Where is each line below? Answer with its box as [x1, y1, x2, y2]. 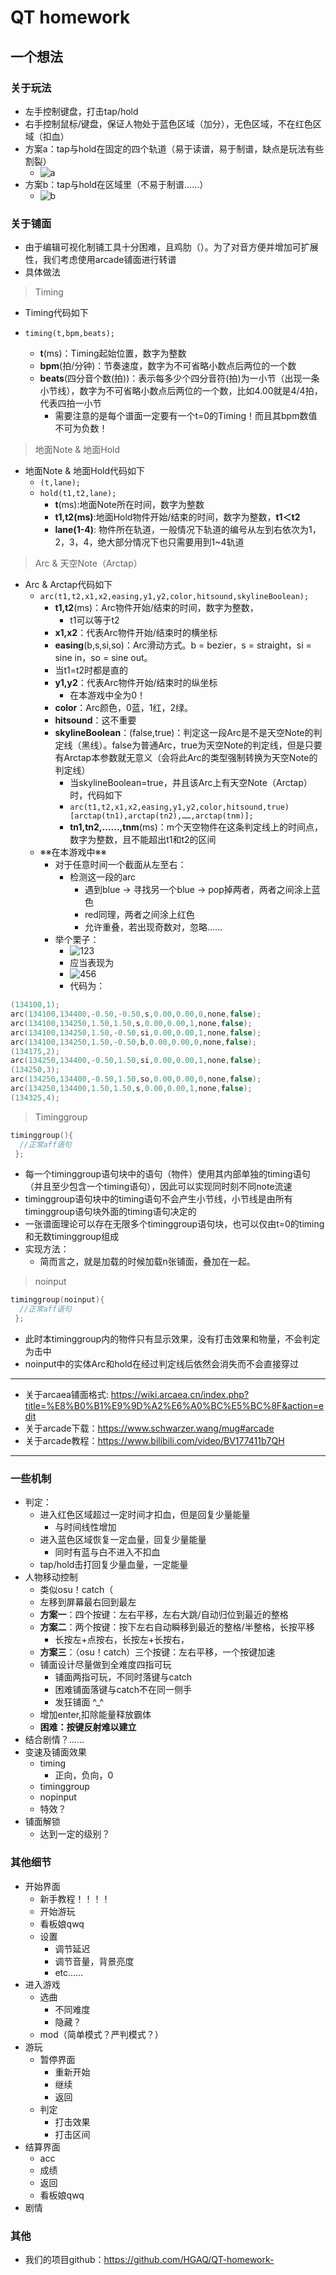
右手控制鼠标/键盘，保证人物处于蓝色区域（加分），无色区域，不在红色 [24, 117, 313, 130]
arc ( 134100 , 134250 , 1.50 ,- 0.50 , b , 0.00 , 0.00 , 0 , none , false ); [10, 1037, 257, 1047]
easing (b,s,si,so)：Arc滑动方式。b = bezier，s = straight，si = [54, 639, 312, 651]
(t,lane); [39, 478, 82, 488]
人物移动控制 [24, 1571, 78, 1583]
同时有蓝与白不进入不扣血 [54, 1546, 161, 1558]
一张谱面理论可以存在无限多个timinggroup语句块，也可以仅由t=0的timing [24, 1218, 325, 1230]
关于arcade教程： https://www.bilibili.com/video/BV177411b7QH [24, 1435, 285, 1447]
